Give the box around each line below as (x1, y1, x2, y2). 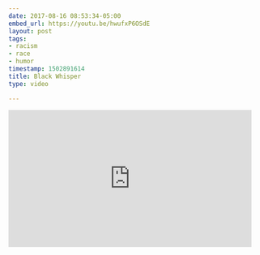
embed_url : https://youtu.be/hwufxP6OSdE (8, 19, 151, 28)
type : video (8, 80, 49, 88)
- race (8, 50, 31, 58)
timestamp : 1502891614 (8, 65, 85, 73)
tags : (8, 34, 27, 43)
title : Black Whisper (8, 72, 82, 80)
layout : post (8, 27, 53, 35)
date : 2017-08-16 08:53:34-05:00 (8, 11, 121, 20)
